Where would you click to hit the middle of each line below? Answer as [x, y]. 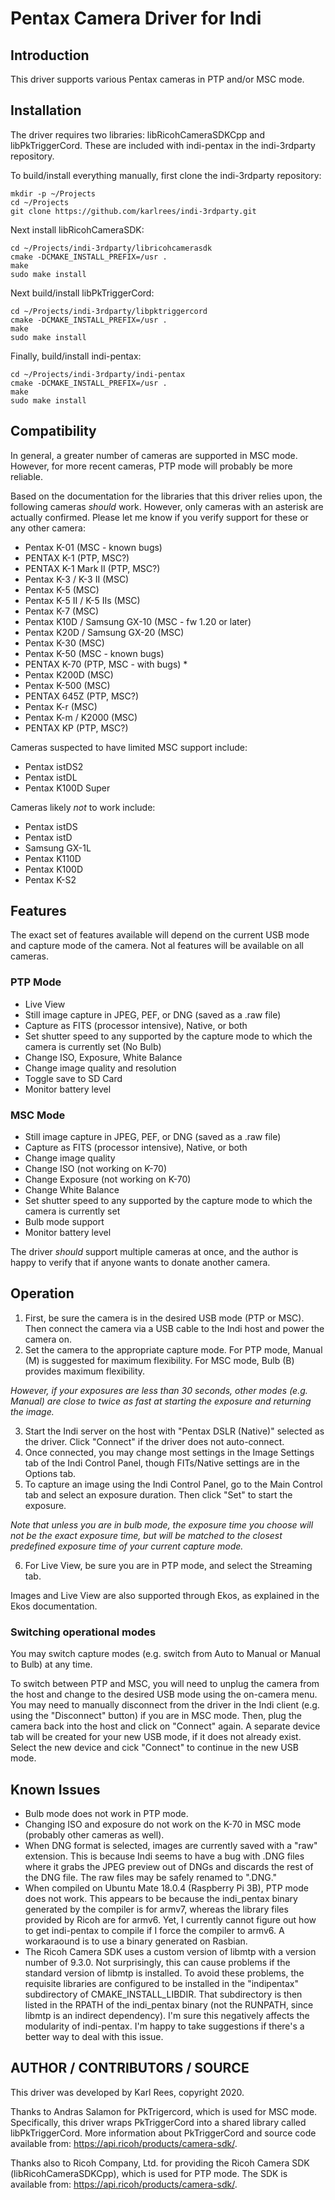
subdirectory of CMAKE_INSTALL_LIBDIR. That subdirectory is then [163, 1994]
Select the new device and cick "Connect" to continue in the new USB [154, 1748]
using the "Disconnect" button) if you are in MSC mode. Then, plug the [156, 1716]
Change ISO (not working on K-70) [96, 1169]
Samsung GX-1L [58, 848]
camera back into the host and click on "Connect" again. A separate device [165, 1726]
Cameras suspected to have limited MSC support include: [129, 747]
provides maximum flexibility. [85, 1371]
